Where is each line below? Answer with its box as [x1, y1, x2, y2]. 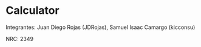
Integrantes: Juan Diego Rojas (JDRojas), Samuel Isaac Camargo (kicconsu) [5, 23, 196, 31]
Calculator [5, 4, 60, 17]
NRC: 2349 [5, 35, 34, 42]
